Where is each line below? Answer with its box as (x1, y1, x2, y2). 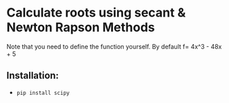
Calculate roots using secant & (6, 5, 186, 21)
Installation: (6, 70, 59, 82)
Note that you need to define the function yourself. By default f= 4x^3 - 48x (6, 42, 222, 50)
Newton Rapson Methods (6, 19, 155, 35)
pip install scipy (16, 89, 70, 96)
